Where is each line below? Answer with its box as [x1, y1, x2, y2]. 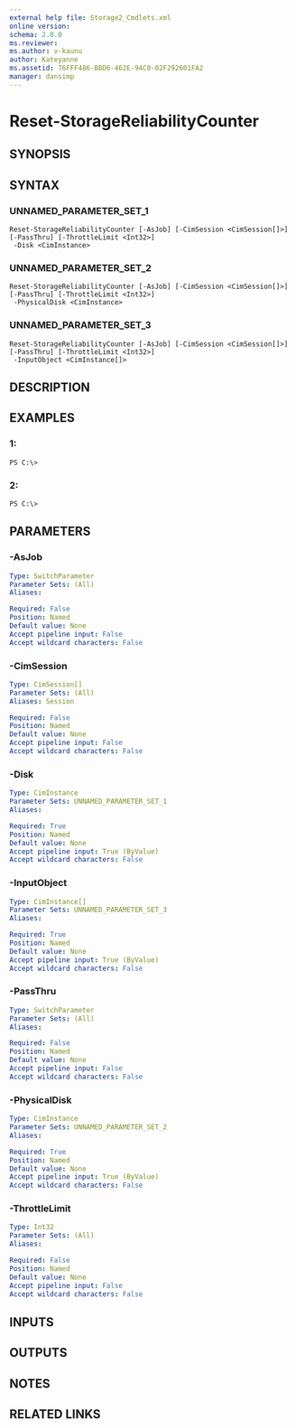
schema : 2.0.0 [9, 30, 63, 39]
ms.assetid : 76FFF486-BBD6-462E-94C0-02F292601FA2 [9, 64, 204, 73]
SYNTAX [9, 177, 60, 192]
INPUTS [9, 1314, 54, 1330]
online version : [9, 22, 70, 31]
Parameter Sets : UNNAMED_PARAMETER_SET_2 [9, 1123, 168, 1132]
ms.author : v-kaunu [9, 47, 83, 56]
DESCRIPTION [9, 380, 90, 395]
